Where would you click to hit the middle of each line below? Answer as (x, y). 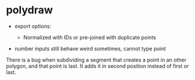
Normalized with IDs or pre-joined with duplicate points (90, 37)
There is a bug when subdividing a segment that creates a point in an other (96, 60)
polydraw (29, 10)
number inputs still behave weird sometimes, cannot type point (90, 48)
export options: (33, 26)
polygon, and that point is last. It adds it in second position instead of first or (97, 66)
